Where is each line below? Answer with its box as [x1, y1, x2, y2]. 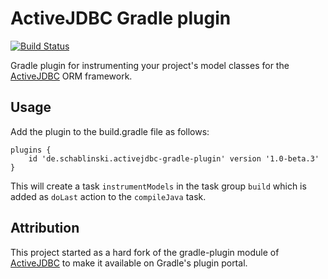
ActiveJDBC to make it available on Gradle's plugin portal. [10, 257, 248, 269]
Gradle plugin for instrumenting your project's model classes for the [10, 59, 290, 71]
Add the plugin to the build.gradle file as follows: [10, 125, 210, 137]
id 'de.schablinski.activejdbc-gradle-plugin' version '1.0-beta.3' [28, 153, 320, 164]
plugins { [10, 145, 52, 155]
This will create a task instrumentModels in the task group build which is [10, 180, 307, 192]
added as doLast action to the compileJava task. [10, 190, 207, 202]
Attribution [10, 220, 80, 237]
